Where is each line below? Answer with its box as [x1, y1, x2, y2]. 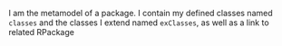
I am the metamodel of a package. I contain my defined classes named [8, 8, 273, 18]
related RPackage [8, 27, 74, 37]
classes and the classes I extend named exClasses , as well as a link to [8, 17, 269, 28]
